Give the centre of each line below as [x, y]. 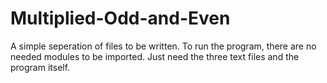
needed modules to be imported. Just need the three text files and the [155, 56]
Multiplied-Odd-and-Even [120, 18]
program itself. [40, 67]
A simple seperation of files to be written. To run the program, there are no [163, 46]
